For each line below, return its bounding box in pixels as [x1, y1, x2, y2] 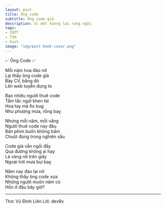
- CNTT [5, 30, 19, 35]
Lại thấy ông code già [5, 72, 49, 78]
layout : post [5, 7, 32, 12]
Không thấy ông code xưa [5, 173, 58, 179]
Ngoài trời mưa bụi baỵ [5, 159, 52, 165]
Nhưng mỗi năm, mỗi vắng [5, 118, 59, 124]
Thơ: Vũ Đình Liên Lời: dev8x [5, 198, 64, 204]
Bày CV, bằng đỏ [5, 77, 40, 84]
